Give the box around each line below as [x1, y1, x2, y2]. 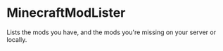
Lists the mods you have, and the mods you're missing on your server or [6, 28, 216, 36]
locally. [6, 35, 27, 43]
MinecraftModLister [6, 5, 126, 21]
